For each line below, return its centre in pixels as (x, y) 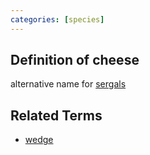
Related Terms (56, 115)
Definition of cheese (75, 60)
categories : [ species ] (57, 19)
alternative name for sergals (68, 84)
